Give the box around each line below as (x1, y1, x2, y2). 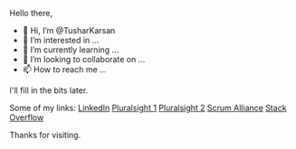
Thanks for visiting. (9, 130, 81, 140)
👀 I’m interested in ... (22, 35, 100, 45)
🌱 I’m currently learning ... (22, 44, 119, 55)
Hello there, (9, 8, 53, 18)
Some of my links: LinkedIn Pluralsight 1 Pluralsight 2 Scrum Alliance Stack (9, 103, 287, 113)
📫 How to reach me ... (22, 64, 107, 75)
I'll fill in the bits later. (9, 85, 89, 96)
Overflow (9, 112, 44, 123)
